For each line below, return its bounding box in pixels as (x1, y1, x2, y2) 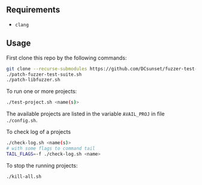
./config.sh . (6, 117, 38, 124)
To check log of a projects (6, 129, 71, 136)
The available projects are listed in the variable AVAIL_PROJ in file (6, 111, 165, 118)
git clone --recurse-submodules (6, 65, 87, 71)
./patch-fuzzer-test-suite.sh (6, 71, 82, 77)
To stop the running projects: (6, 162, 78, 169)
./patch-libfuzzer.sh (6, 77, 61, 83)
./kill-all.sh (6, 174, 42, 180)
